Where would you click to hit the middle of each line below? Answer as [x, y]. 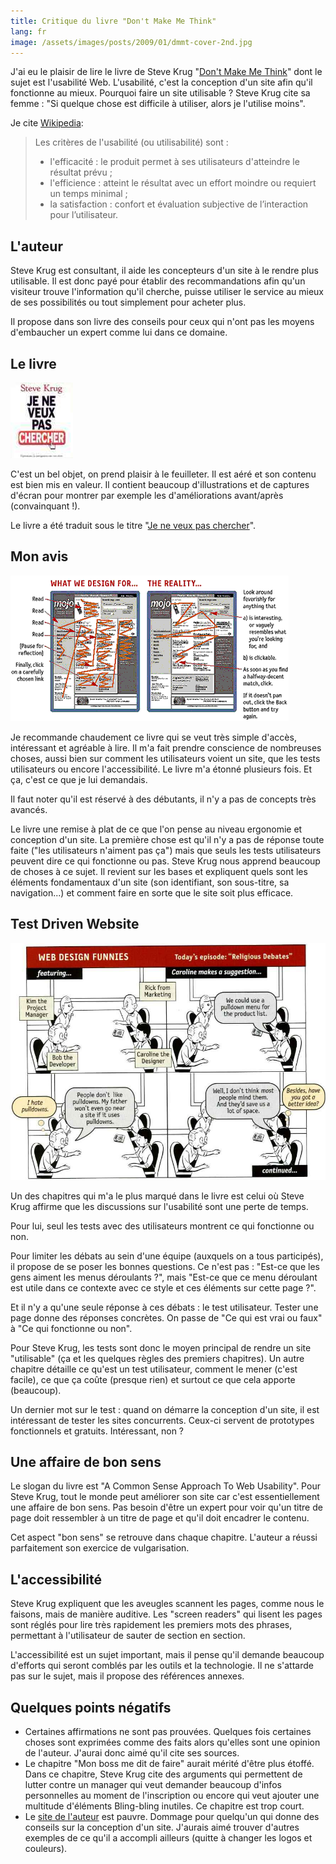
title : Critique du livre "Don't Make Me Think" [113, 21]
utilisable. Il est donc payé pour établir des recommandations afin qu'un [158, 281]
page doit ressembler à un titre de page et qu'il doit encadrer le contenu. [160, 1518]
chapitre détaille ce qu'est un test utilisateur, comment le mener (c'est [154, 1369]
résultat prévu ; [81, 172]
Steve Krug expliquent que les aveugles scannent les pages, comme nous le [167, 1604]
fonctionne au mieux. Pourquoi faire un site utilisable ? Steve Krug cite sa [160, 93]
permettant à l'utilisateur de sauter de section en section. [128, 1636]
